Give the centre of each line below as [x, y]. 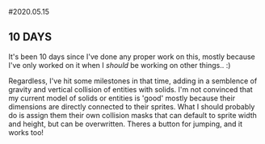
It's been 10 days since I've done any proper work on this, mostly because [132, 57]
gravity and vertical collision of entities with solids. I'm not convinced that [130, 89]
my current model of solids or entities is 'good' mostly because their [122, 98]
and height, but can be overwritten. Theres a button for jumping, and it [126, 124]
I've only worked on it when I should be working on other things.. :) [120, 65]
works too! [26, 132]
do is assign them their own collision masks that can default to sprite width [132, 115]
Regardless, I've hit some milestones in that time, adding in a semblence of [133, 81]
